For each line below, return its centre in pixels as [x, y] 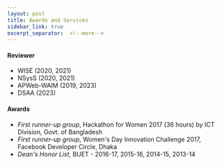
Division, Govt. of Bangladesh [60, 132]
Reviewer [21, 55]
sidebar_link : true [35, 26]
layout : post [26, 14]
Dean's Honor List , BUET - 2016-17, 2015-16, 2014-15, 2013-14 [106, 154]
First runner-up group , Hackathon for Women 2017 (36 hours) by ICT [116, 124]
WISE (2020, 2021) [44, 71]
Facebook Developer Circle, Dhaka [67, 146]
